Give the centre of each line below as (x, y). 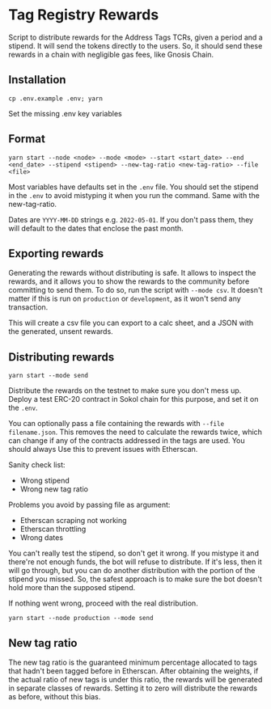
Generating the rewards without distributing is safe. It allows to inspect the (132, 273)
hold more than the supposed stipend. (72, 588)
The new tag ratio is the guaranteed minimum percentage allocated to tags (133, 662)
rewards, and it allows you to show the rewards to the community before (129, 281)
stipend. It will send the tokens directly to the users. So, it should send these (135, 45)
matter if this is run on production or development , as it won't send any (125, 299)
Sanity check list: (37, 465)
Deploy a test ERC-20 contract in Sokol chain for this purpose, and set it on (133, 399)
